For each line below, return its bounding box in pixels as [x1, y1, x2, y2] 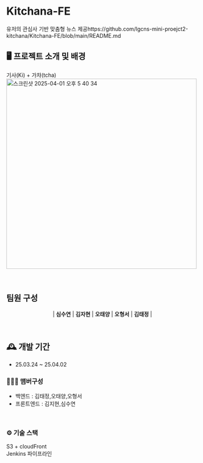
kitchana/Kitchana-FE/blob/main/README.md [6, 32, 121, 39]
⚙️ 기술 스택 [6, 428, 38, 437]
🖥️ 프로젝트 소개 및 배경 [6, 51, 86, 62]
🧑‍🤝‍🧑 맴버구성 [6, 377, 44, 386]
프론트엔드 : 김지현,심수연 [15, 400, 76, 407]
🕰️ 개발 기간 [6, 342, 50, 352]
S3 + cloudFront [6, 442, 47, 450]
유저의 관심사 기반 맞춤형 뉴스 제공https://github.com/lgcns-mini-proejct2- [6, 25, 188, 32]
